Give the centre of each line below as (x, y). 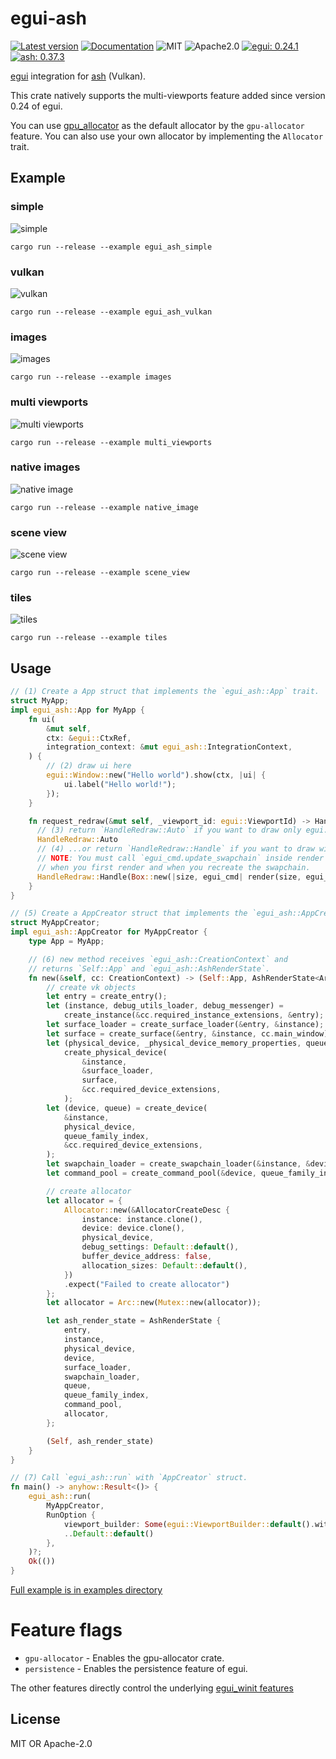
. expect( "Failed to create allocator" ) (146, 1284)
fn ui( (42, 719)
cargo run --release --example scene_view (100, 573)
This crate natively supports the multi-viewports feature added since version (168, 95)
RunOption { (71, 1515)
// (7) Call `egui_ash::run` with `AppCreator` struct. (129, 1478)
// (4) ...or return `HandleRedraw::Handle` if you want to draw (175, 849)
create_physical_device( (115, 1052)
